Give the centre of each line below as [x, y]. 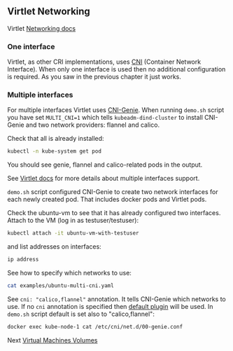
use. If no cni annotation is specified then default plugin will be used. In [110, 306]
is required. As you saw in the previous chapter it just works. [94, 77]
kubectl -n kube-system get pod [54, 151]
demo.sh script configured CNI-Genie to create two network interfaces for [113, 192]
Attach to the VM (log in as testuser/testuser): [73, 221]
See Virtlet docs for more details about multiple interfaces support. [104, 179]
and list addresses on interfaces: [54, 247]
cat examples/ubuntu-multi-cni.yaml [61, 286]
